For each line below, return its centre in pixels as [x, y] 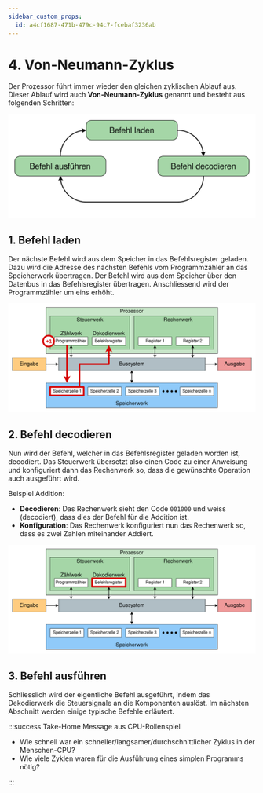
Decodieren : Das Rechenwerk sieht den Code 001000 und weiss [122, 509]
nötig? [30, 766]
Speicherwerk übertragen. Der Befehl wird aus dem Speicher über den [122, 276]
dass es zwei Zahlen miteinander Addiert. [87, 534]
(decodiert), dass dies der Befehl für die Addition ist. [104, 517]
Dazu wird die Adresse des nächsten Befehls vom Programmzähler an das [128, 268]
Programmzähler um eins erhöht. [62, 292]
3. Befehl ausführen [58, 676]
